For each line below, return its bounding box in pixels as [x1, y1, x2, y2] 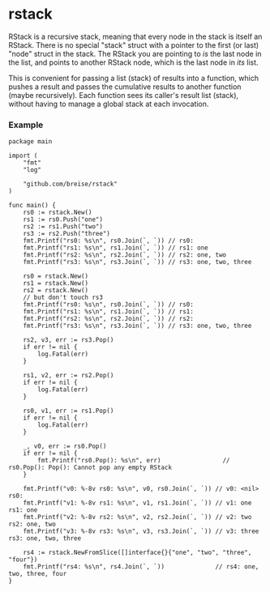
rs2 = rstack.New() [23, 287, 89, 295]
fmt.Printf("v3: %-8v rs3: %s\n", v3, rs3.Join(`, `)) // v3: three [23, 527, 259, 535]
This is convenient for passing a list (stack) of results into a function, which [8, 73, 259, 83]
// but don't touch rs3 [23, 293, 104, 302]
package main [8, 138, 53, 146]
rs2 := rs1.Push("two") [23, 223, 104, 231]
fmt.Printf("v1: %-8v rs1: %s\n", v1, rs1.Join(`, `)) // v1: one [23, 499, 252, 507]
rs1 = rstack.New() [23, 279, 89, 287]
